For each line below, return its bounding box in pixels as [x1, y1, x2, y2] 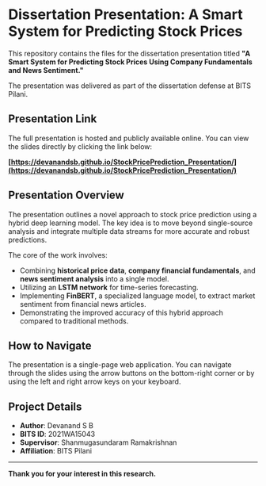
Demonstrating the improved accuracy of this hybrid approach [19, 308, 223, 317]
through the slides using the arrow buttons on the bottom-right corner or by [8, 369, 255, 378]
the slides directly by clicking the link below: [8, 141, 153, 151]
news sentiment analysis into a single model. [19, 274, 169, 283]
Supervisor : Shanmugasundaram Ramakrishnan [19, 438, 177, 447]
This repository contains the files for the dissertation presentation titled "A [8, 48, 251, 58]
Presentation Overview [8, 189, 124, 202]
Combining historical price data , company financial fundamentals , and [19, 266, 256, 275]
